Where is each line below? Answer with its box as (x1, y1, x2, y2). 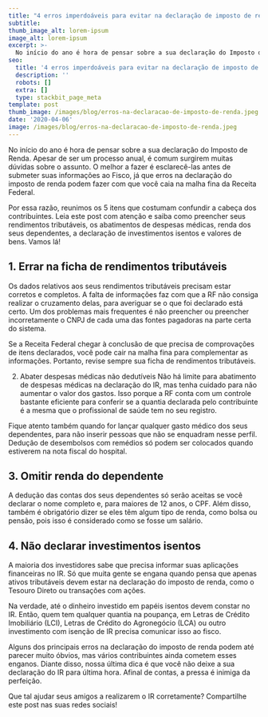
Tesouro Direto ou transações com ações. (8, 586, 146, 596)
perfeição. (8, 676, 42, 686)
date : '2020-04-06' (8, 116, 73, 124)
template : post (8, 101, 59, 109)
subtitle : (8, 19, 41, 27)
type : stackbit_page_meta (15, 93, 102, 101)
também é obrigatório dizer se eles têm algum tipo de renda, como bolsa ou (8, 508, 258, 517)
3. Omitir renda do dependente (8, 469, 164, 483)
